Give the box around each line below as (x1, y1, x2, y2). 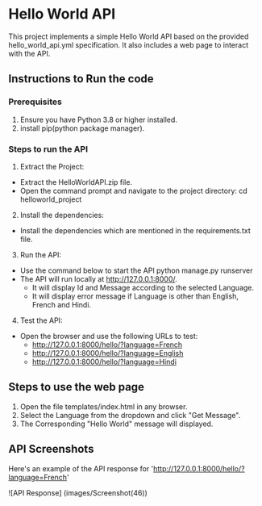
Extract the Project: (19, 161, 85, 171)
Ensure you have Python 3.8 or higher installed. (19, 115, 177, 124)
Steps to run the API (8, 143, 89, 154)
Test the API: (19, 316, 63, 325)
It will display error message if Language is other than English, (31, 291, 239, 301)
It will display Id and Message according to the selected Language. (31, 282, 255, 292)
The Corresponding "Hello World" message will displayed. (19, 419, 214, 429)
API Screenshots (8, 442, 94, 456)
